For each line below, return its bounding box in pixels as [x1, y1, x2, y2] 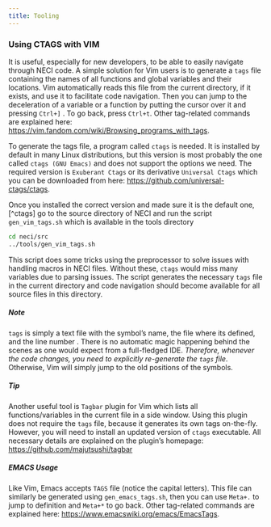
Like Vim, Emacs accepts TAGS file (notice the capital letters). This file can [8, 483, 252, 493]
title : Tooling [8, 11, 60, 20]
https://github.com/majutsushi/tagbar [8, 444, 133, 453]
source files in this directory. [8, 289, 103, 299]
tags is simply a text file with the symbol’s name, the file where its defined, [8, 328, 256, 338]
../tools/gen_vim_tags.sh [8, 240, 95, 248]
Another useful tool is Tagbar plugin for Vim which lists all [8, 401, 198, 411]
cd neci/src [8, 232, 48, 241]
